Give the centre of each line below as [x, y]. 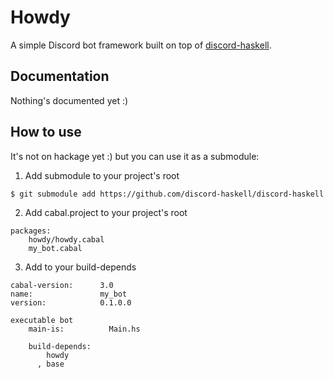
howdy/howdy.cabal [66, 239]
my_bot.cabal [55, 248]
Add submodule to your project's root [102, 175]
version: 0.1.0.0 [71, 302]
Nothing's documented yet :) [69, 100]
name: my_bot [69, 294]
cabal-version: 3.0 [62, 285]
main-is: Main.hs [84, 329]
